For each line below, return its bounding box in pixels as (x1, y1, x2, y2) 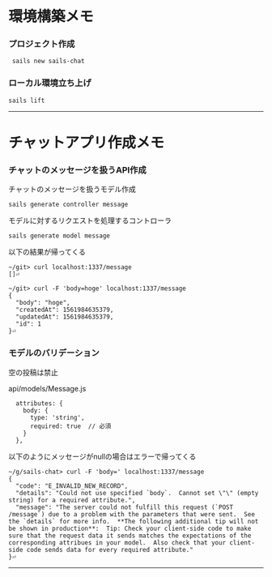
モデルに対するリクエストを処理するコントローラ (8, 216, 172, 225)
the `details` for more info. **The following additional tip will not (8, 517, 259, 525)
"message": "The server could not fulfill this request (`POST (15, 503, 233, 511)
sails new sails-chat (11, 58, 85, 66)
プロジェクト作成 (8, 38, 75, 49)
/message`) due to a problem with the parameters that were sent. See (8, 510, 255, 519)
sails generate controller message (8, 200, 129, 209)
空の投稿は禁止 (8, 367, 58, 377)
